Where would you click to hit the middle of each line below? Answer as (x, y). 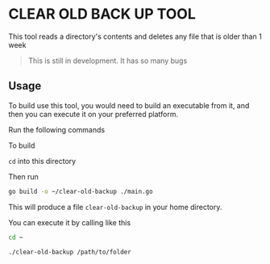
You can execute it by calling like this (70, 222)
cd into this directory (42, 161)
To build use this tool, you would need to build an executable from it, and (129, 105)
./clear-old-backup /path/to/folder (70, 252)
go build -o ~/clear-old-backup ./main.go (81, 191)
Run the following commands (57, 129)
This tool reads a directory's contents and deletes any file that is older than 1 (135, 36)
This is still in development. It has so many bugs (108, 61)
